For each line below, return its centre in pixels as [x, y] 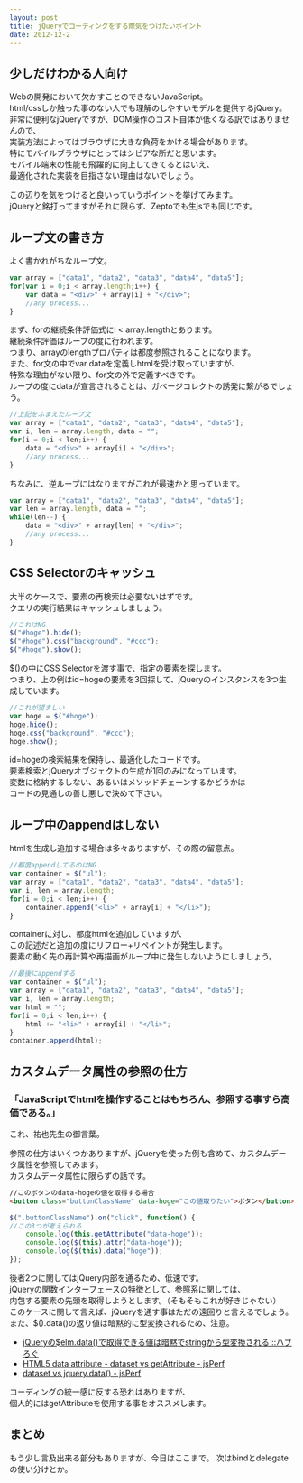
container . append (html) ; [56, 1041]
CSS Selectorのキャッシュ [83, 573]
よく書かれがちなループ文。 [61, 261]
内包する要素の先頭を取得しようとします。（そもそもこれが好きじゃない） [145, 1300]
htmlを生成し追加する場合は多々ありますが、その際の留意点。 [124, 848]
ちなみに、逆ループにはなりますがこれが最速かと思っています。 [127, 483]
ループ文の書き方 [56, 237]
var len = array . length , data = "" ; [78, 509]
